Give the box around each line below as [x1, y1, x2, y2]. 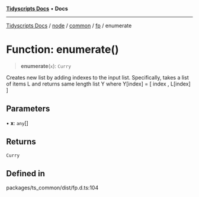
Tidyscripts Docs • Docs [6, 5, 68, 12]
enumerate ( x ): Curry [20, 62, 71, 69]
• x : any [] [6, 119, 28, 126]
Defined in [6, 169, 46, 179]
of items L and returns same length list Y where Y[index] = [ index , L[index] [6, 80, 191, 87]
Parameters [6, 104, 50, 114]
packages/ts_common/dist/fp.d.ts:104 [6, 184, 99, 192]
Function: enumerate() [6, 43, 120, 56]
